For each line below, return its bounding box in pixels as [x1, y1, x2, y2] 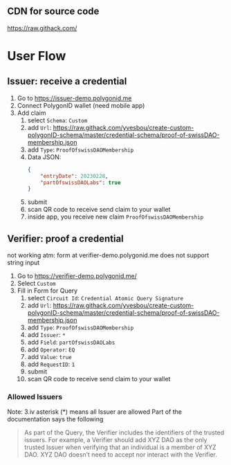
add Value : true [27, 353, 72, 361]
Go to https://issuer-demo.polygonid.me [17, 93, 132, 102]
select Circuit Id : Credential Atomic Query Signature [27, 294, 184, 302]
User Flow [7, 48, 66, 64]
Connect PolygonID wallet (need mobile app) [17, 101, 145, 109]
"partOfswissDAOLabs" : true [40, 179, 121, 186]
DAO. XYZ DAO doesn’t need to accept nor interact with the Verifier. [24, 450, 218, 459]
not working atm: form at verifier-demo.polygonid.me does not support [7, 251, 210, 259]
